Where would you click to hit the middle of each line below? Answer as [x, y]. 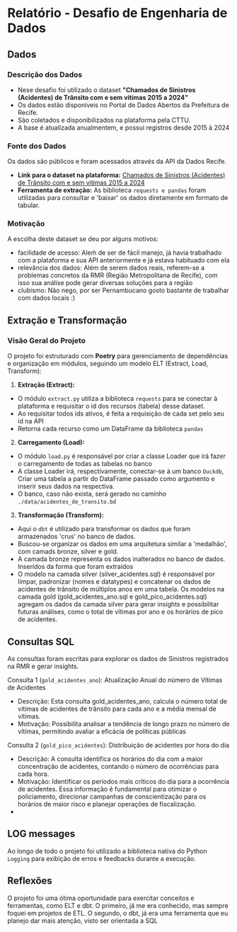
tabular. [29, 205]
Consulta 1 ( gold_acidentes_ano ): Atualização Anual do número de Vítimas [115, 679]
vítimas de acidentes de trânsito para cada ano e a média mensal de [117, 709]
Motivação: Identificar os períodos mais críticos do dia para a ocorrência [123, 781]
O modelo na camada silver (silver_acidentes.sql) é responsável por [116, 574]
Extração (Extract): [46, 385]
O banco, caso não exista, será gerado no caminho [92, 494]
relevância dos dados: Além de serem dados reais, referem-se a [111, 268]
